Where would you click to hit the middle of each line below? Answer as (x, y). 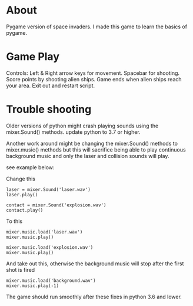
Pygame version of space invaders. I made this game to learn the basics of (96, 27)
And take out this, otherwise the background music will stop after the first (95, 264)
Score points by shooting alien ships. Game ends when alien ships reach (94, 79)
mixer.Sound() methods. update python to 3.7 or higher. (74, 132)
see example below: (30, 167)
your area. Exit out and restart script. (51, 85)
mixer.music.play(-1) (33, 286)
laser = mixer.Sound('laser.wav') (49, 189)
